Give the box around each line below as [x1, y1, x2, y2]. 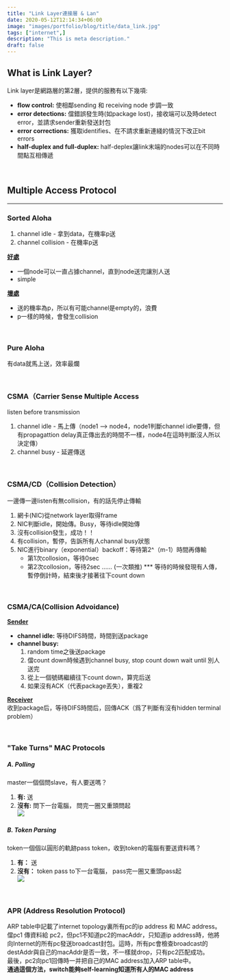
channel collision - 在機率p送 [16, 238, 99, 246]
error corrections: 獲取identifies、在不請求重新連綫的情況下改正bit [16, 126, 206, 134]
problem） [7, 713, 37, 721]
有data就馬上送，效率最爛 [7, 359, 80, 368]
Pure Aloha [7, 343, 45, 352]
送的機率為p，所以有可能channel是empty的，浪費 [16, 303, 157, 312]
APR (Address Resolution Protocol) [7, 906, 126, 916]
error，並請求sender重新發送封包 [16, 118, 111, 126]
